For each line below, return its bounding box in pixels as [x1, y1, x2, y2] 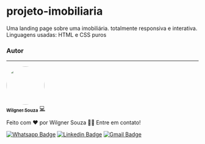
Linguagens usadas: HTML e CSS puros [6, 31, 107, 38]
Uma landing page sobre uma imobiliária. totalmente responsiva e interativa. [6, 25, 198, 32]
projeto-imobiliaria [6, 4, 103, 18]
